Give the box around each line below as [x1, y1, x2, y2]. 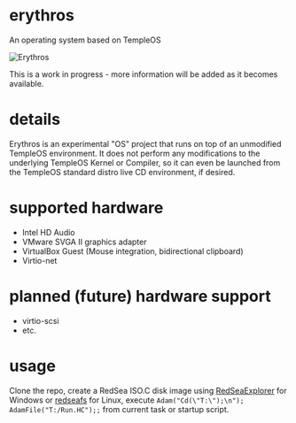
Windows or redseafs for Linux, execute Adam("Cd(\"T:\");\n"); [9, 395, 245, 405]
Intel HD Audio [21, 227, 75, 237]
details [9, 110, 60, 129]
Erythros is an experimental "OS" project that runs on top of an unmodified [9, 138, 282, 149]
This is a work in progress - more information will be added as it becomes [9, 68, 278, 80]
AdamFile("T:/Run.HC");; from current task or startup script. [9, 404, 230, 414]
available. [9, 78, 44, 88]
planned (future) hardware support [9, 287, 272, 306]
